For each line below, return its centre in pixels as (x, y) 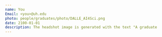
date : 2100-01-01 (23, 23)
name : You (15, 9)
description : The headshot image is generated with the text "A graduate (81, 27)
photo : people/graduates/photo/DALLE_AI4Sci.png (55, 18)
